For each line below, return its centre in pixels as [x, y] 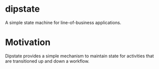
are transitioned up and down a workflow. [47, 61]
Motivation [28, 42]
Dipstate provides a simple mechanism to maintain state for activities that [79, 56]
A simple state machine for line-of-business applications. [63, 23]
